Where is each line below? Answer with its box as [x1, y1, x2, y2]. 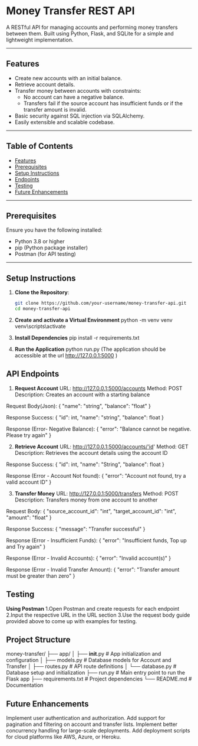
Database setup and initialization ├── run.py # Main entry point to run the [6, 669, 186, 676]
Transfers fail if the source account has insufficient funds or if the [23, 99, 183, 107]
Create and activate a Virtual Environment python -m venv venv [14, 316, 173, 323]
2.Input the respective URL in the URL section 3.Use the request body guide [6, 611, 190, 618]
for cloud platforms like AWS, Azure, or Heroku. [6, 734, 121, 741]
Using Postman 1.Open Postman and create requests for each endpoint [6, 605, 180, 612]
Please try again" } [6, 431, 52, 438]
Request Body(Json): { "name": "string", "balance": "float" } [6, 402, 151, 409]
